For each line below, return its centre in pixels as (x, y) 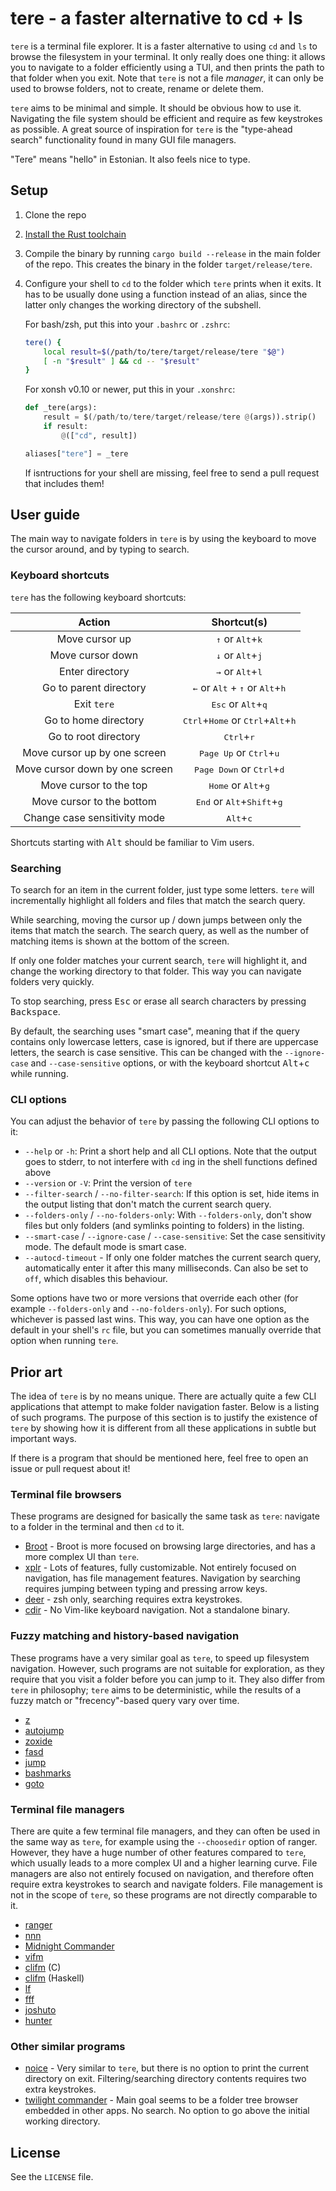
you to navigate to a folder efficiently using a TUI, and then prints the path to (167, 67)
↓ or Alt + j (239, 655)
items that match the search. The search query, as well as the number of (160, 931)
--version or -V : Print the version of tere (108, 1183)
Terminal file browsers (66, 1495)
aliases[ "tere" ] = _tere (76, 453)
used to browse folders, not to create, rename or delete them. (137, 88)
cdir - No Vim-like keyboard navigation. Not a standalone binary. (157, 1610)
